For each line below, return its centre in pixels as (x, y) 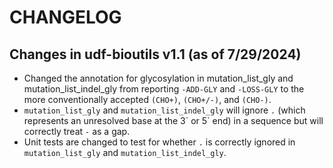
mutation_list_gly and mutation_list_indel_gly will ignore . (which (164, 110)
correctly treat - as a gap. (77, 131)
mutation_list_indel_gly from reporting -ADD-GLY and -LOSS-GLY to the (164, 89)
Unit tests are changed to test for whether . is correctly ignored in (159, 142)
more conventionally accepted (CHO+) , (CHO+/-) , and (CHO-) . (147, 99)
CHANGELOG (65, 17)
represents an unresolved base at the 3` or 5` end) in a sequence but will (173, 120)
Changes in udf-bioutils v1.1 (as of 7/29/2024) (155, 54)
